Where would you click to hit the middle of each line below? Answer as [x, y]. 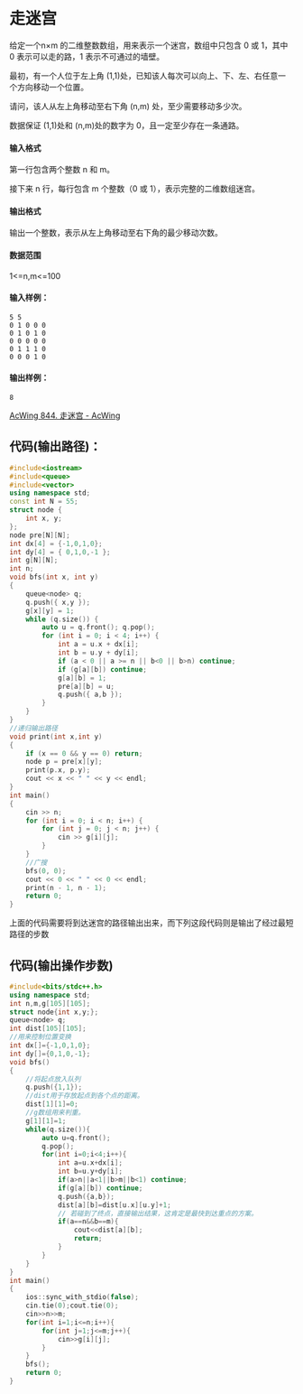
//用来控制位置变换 [41, 1037]
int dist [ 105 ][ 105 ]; [48, 1029]
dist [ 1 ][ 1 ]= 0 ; [52, 1104]
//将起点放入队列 [53, 1079]
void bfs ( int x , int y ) [54, 577]
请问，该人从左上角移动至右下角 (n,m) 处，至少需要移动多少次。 [128, 106]
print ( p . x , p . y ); [58, 770]
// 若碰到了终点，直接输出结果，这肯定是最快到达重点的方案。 [158, 1213]
